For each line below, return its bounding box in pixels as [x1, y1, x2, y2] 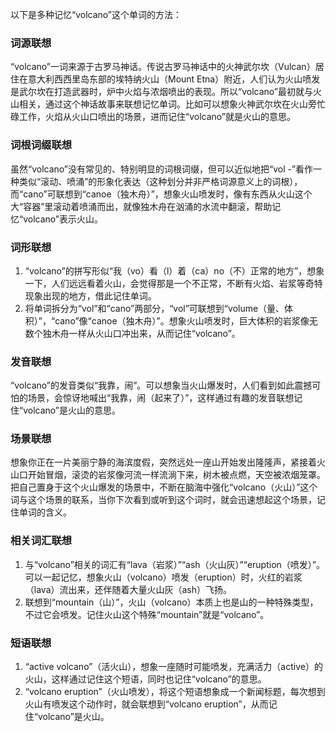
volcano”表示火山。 [23, 213, 104, 225]
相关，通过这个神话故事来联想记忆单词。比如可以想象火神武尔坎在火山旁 [18, 98, 317, 110]
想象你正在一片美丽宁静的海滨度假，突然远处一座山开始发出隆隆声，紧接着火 [10, 456, 326, 468]
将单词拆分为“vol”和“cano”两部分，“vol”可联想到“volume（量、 [24, 302, 285, 314]
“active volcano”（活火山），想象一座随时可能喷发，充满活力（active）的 [24, 661, 323, 673]
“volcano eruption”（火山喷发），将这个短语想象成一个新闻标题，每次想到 [24, 686, 326, 698]
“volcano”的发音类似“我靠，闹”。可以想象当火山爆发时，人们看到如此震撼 [10, 379, 313, 392]
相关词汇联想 [10, 534, 73, 548]
